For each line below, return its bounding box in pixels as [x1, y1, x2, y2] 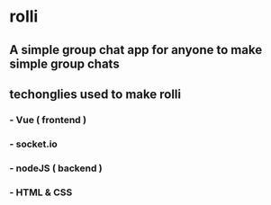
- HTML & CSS [9, 186, 73, 199]
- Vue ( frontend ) [9, 113, 87, 126]
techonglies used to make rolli [9, 86, 182, 102]
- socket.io [9, 138, 59, 150]
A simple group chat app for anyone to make [9, 42, 263, 58]
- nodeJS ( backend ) [9, 162, 103, 174]
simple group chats [9, 56, 120, 71]
